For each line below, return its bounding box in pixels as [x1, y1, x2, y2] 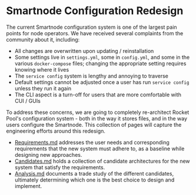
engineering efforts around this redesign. [6, 127, 106, 135]
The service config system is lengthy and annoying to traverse [14, 72, 169, 79]
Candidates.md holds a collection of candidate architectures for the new [14, 157, 190, 164]
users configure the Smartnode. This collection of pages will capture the [6, 121, 182, 128]
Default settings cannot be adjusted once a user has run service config [14, 78, 190, 86]
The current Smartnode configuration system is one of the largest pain [6, 23, 178, 31]
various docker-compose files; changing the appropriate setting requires [14, 60, 187, 67]
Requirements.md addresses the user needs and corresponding [14, 139, 170, 146]
